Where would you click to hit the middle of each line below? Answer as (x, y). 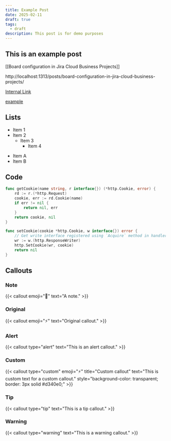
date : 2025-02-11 (24, 15)
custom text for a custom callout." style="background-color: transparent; (82, 379)
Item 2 (19, 135)
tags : (11, 24)
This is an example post (44, 54)
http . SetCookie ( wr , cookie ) (44, 245)
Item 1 (19, 130)
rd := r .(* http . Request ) (41, 194)
